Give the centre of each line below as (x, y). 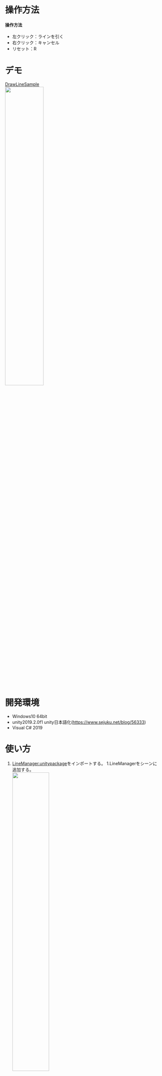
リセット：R (24, 49)
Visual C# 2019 (27, 728)
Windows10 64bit (30, 717)
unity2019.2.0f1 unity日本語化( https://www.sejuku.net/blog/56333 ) (79, 722)
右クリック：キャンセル (36, 43)
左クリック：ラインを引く (38, 37)
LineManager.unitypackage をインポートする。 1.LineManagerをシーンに (85, 764)
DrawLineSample (22, 84)
